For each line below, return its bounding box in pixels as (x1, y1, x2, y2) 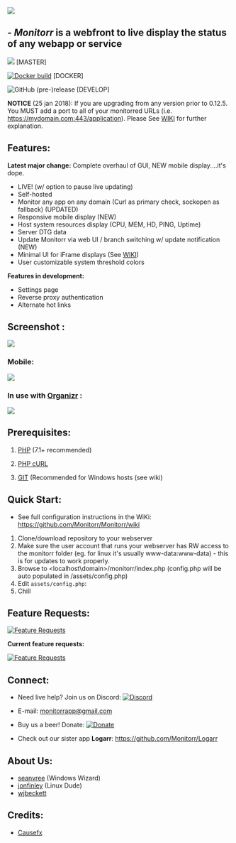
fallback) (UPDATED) (17, 205, 79, 213)
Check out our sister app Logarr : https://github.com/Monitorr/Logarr (17, 734, 218, 743)
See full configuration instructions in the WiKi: (17, 512, 152, 521)
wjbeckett (17, 789, 47, 798)
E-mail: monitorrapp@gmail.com (17, 707, 113, 715)
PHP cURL (17, 459, 48, 468)
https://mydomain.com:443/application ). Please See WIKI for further (7, 114, 207, 122)
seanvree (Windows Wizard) (17, 774, 101, 783)
